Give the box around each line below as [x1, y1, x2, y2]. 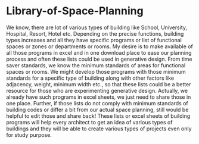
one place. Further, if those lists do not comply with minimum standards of [6, 99, 189, 107]
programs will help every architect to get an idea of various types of [6, 118, 173, 126]
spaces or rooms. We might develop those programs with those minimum [6, 68, 186, 75]
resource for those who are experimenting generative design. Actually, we [6, 87, 188, 94]
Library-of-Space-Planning [6, 4, 144, 18]
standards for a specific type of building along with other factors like [6, 74, 175, 82]
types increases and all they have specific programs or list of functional [6, 36, 182, 43]
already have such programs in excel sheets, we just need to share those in [6, 93, 191, 101]
